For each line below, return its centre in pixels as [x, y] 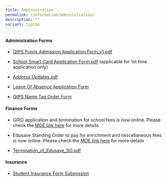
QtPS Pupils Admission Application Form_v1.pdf [62, 52]
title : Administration [29, 10]
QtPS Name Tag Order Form [42, 97]
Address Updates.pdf [35, 77]
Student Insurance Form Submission [51, 173]
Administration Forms [29, 40]
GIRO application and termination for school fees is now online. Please [87, 120]
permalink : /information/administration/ [50, 15]
